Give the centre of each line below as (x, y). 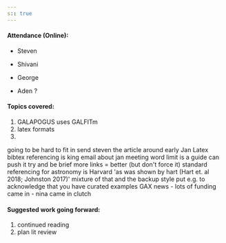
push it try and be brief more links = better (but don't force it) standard (107, 165)
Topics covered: (31, 107)
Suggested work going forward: (54, 209)
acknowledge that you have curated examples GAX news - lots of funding (112, 187)
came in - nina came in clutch (49, 194)
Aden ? (27, 91)
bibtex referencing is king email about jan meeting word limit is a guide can (113, 157)
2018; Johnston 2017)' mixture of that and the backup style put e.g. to (106, 179)
